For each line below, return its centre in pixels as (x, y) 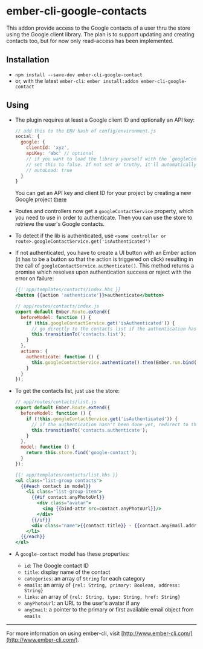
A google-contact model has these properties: (72, 554)
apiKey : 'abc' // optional (60, 153)
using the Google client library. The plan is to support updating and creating (100, 34)
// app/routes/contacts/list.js (56, 402)
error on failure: (34, 278)
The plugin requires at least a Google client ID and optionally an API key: (105, 120)
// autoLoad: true (49, 170)
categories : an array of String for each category (85, 579)
